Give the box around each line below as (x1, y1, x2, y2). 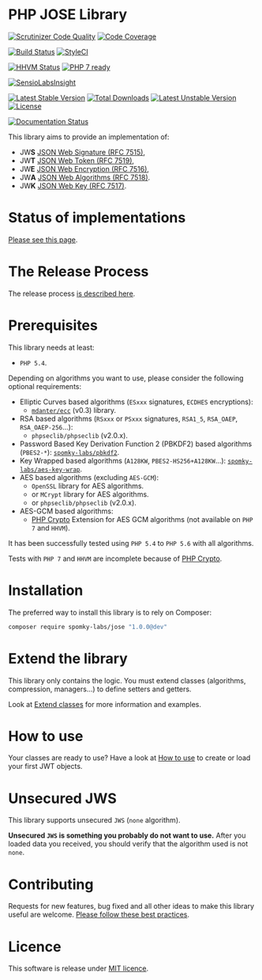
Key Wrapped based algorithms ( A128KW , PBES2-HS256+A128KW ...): (19, 456, 226, 465)
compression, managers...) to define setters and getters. (8, 684, 192, 694)
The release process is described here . (8, 289, 136, 298)
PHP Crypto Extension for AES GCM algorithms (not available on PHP (31, 514, 253, 524)
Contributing (8, 876, 94, 893)
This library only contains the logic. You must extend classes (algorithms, (8, 675, 246, 685)
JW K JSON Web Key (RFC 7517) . (19, 180, 127, 191)
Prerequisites (8, 316, 99, 334)
